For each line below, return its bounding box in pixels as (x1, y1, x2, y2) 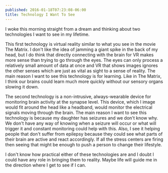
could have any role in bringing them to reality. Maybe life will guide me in (5, 156, 157, 162)
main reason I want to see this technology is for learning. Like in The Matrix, (5, 73, 162, 79)
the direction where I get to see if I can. (5, 162, 86, 168)
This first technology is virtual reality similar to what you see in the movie (5, 41, 156, 47)
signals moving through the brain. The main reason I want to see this (5, 109, 147, 116)
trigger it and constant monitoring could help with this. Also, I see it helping (5, 125, 160, 131)
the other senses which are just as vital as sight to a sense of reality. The (5, 67, 155, 73)
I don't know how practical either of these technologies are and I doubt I (5, 151, 154, 157)
